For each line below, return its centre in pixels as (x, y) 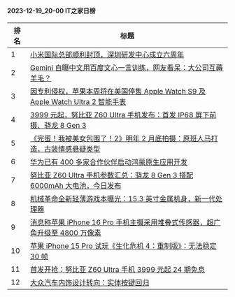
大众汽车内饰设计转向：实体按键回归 (90, 283)
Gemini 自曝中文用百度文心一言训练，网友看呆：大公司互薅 (127, 68)
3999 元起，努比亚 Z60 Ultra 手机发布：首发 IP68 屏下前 (123, 115)
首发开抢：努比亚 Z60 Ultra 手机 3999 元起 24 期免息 (117, 270)
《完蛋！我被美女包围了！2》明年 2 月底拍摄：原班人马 (121, 138)
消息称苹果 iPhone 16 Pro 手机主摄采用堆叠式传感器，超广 (126, 222)
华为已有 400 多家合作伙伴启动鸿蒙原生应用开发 (109, 162)
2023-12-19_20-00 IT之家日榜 (51, 10)
